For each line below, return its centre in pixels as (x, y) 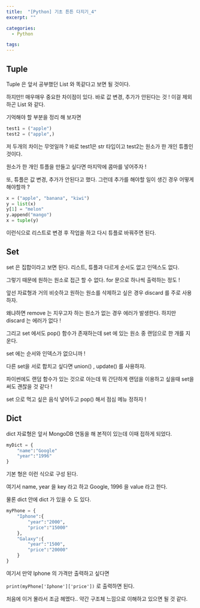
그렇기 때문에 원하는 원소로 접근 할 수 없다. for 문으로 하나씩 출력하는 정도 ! (93, 280)
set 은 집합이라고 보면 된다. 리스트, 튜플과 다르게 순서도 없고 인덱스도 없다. (93, 267)
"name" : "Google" (37, 451)
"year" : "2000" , (47, 522)
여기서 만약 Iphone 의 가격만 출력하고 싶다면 (58, 573)
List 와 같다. (31, 104)
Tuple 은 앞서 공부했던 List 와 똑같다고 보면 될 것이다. (68, 84)
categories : (21, 28)
